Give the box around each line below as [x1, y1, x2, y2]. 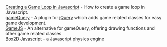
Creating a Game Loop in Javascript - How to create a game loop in [5, 4, 145, 10]
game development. [5, 20, 47, 26]
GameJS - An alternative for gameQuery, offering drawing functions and [5, 25, 155, 31]
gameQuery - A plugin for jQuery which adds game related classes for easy [5, 15, 162, 20]
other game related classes [5, 31, 62, 36]
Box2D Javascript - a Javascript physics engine [5, 36, 105, 42]
